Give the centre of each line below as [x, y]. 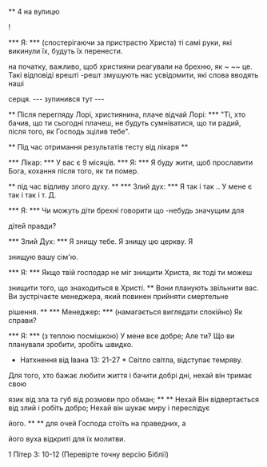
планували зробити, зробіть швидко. [71, 344]
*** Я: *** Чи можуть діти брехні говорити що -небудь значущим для [126, 210]
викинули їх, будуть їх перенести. [66, 51]
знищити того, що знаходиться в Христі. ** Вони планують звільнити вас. [133, 288]
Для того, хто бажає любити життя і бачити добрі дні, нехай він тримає [130, 375]
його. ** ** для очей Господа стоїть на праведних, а [97, 423]
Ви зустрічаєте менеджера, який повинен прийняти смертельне [119, 296]
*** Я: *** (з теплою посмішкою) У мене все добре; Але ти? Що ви [122, 336]
